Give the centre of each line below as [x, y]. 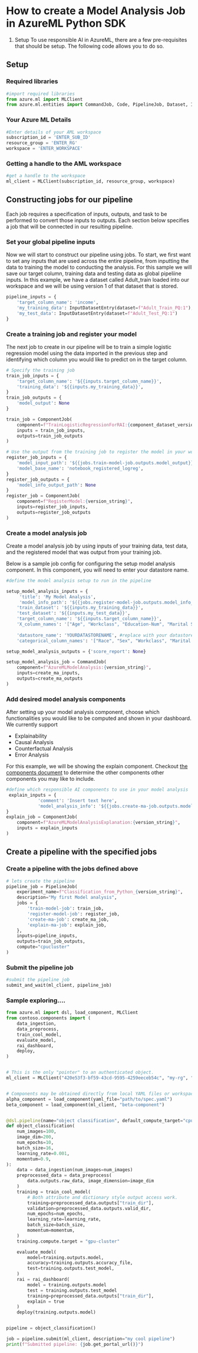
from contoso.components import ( [49, 1018]
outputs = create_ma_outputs [50, 679]
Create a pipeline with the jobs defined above [72, 869]
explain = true [46, 1301]
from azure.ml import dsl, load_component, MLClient [72, 1013]
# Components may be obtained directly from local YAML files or [88, 1094]
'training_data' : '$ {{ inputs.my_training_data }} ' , [80, 387]
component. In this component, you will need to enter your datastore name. [98, 570]
